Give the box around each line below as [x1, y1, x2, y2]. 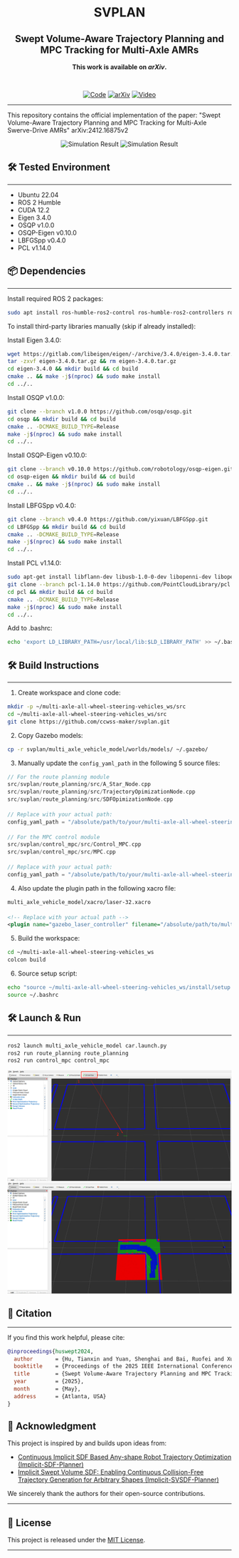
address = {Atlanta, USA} [14, 1393, 107, 1400]
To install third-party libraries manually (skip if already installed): [7, 322, 196, 330]
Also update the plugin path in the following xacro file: [17, 883, 176, 892]
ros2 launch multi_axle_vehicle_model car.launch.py [7, 1042, 167, 1049]
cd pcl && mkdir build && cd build [7, 588, 113, 595]
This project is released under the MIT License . [7, 1536, 146, 1544]
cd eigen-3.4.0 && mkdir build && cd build [7, 365, 139, 373]
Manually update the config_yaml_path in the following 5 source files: [17, 759, 221, 767]
